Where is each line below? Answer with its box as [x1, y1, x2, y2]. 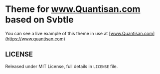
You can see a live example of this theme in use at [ [5, 30, 111, 36]
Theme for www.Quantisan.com [5, 3, 141, 15]
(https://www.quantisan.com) [5, 36, 66, 42]
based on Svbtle [5, 14, 74, 25]
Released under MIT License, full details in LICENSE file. [5, 63, 118, 69]
